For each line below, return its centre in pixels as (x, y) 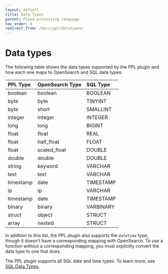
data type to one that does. (33, 251)
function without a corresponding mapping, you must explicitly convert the (82, 246)
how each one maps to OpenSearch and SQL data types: (64, 72)
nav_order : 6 (19, 24)
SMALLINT (99, 109)
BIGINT (95, 125)
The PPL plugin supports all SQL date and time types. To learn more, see (80, 261)
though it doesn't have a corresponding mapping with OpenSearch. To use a (84, 241)
